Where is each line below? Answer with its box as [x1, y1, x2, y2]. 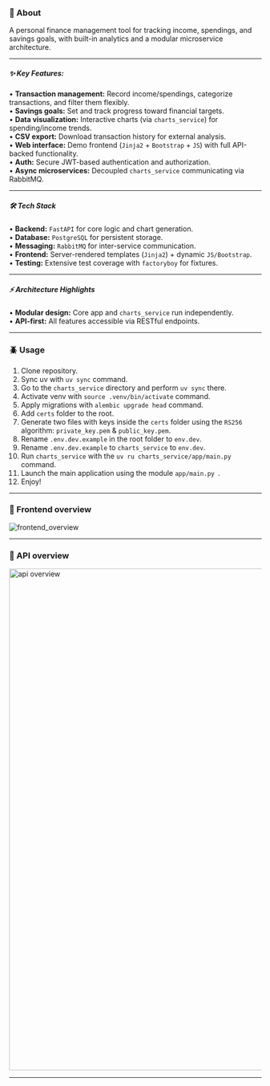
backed [9, 148, 34, 159]
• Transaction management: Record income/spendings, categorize [9, 89, 233, 99]
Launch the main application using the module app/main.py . [20, 468, 221, 478]
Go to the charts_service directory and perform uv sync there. [20, 383, 227, 393]
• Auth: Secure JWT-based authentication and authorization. [9, 157, 211, 167]
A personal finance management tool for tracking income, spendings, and [9, 26, 252, 35]
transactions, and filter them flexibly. [9, 98, 130, 108]
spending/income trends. [9, 124, 92, 133]
